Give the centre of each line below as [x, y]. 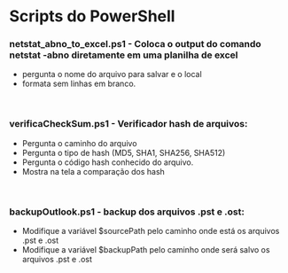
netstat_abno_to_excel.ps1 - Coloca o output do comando [135, 44]
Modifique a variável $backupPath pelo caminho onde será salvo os [146, 250]
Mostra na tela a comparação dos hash [93, 171]
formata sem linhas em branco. [79, 84]
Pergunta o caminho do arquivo [79, 143]
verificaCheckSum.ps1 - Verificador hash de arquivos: [128, 124]
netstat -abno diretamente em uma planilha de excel [124, 55]
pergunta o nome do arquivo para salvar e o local [112, 74]
